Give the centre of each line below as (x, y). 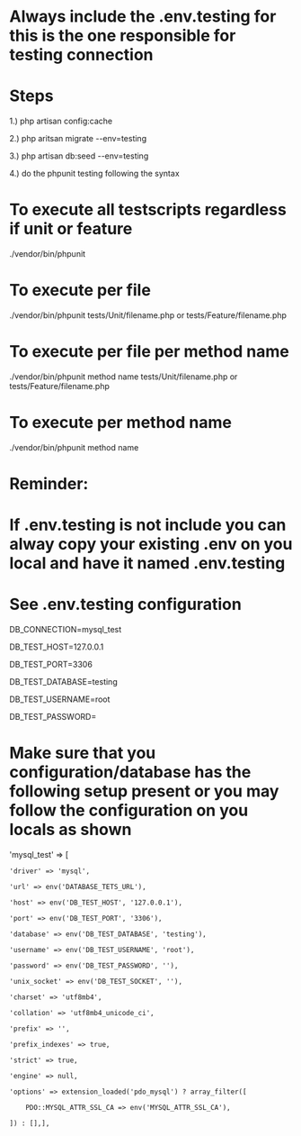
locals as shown (71, 830)
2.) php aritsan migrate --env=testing (78, 139)
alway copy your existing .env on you (151, 545)
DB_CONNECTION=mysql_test (66, 630)
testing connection (82, 55)
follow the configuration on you (129, 810)
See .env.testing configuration (126, 604)
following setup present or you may (144, 791)
